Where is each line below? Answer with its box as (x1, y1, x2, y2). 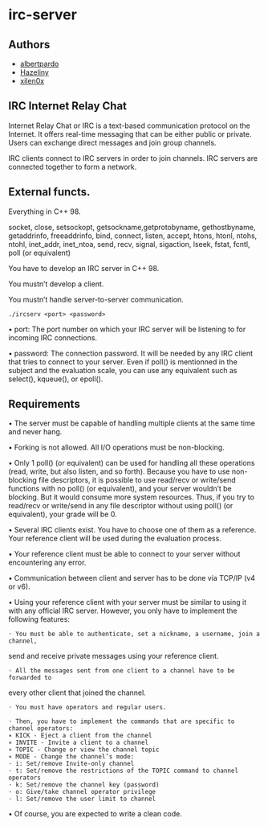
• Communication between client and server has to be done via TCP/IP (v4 (8, 573, 255, 583)
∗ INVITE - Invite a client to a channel (8, 738, 149, 747)
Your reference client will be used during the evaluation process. (8, 533, 222, 544)
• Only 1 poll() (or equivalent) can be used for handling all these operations (8, 458, 255, 468)
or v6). (8, 581, 30, 592)
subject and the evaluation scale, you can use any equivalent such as (8, 365, 238, 375)
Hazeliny (19, 68, 50, 77)
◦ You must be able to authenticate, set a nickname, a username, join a (8, 630, 261, 639)
